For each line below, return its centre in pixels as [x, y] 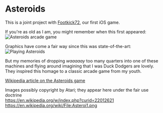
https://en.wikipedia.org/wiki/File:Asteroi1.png [51, 105]
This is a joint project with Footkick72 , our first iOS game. [63, 22]
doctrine [13, 95]
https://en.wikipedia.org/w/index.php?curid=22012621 [60, 100]
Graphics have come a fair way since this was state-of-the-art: [68, 46]
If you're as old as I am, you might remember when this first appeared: [76, 32]
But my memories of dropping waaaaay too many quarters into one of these [82, 61]
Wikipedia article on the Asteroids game [45, 81]
